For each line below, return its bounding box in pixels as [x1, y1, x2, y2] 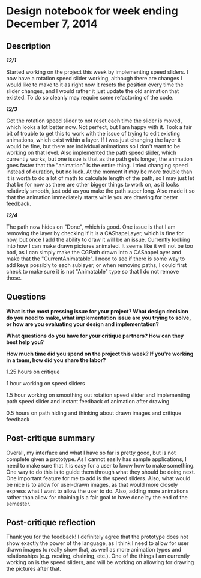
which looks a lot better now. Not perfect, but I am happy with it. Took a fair [6, 124, 192, 130]
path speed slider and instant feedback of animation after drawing [6, 397, 170, 405]
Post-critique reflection [6, 517, 96, 528]
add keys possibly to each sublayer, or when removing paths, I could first [6, 262, 187, 268]
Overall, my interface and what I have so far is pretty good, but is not [6, 449, 176, 456]
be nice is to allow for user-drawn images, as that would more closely [6, 481, 178, 488]
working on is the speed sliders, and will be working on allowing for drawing [6, 559, 194, 566]
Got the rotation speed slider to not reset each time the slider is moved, [6, 117, 182, 124]
